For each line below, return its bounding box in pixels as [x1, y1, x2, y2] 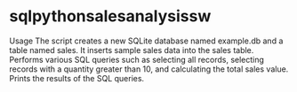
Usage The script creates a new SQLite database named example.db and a [9, 35, 284, 46]
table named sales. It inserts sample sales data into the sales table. [9, 44, 254, 55]
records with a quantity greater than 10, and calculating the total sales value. [9, 64, 289, 74]
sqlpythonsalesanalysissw [9, 6, 212, 27]
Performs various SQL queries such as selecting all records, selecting [9, 54, 265, 65]
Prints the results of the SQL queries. [9, 73, 145, 83]
